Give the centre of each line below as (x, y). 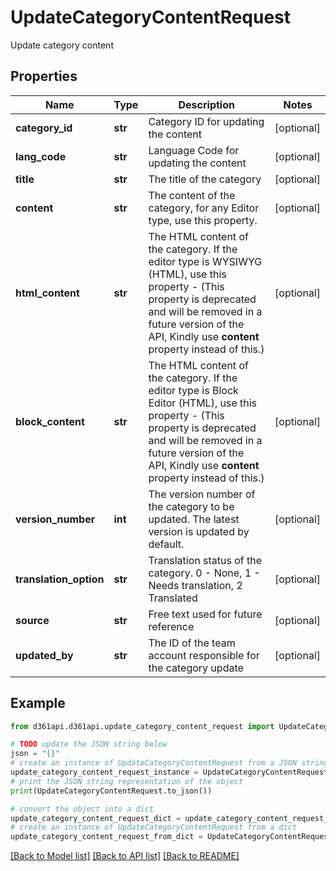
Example (38, 703)
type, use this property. (203, 220)
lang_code (41, 156)
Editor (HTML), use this (203, 403)
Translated (173, 598)
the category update (196, 668)
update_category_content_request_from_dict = (106, 837)
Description (206, 104)
